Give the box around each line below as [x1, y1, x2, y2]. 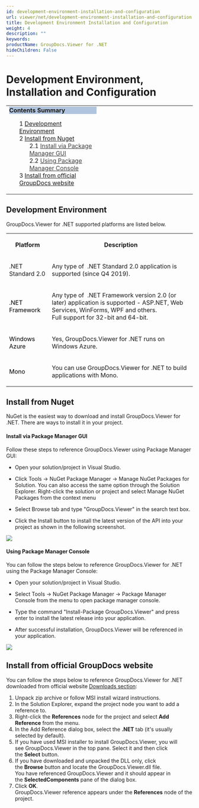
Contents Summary [9, 106, 66, 114]
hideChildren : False [6, 47, 57, 53]
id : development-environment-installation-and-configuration [6, 8, 161, 15]
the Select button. [14, 750, 59, 758]
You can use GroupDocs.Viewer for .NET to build [52, 363, 187, 372]
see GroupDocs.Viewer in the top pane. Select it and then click [14, 745, 168, 752]
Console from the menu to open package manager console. [14, 596, 161, 603]
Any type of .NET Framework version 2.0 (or [52, 291, 176, 299]
